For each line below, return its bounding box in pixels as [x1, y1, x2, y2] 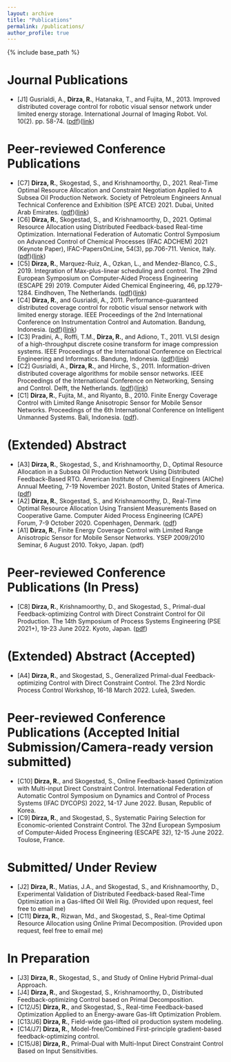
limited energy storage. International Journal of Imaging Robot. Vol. [17, 110, 208, 118]
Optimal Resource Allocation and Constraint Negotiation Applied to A [17, 186, 212, 194]
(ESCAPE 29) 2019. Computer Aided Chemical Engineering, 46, [17, 281, 197, 290]
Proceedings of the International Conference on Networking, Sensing [17, 377, 214, 385]
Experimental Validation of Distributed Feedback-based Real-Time [17, 890, 205, 898]
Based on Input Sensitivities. [17, 1046, 98, 1055]
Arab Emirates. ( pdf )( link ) [17, 208, 90, 217]
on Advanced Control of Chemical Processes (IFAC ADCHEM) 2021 [17, 237, 208, 246]
